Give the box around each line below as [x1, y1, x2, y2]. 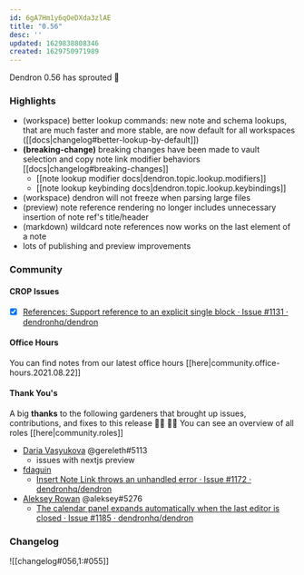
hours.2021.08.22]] [9, 367, 82, 378]
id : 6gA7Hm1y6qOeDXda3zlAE [9, 13, 112, 23]
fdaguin [22, 464, 52, 475]
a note [22, 231, 47, 242]
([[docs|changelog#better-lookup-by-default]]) [22, 134, 200, 145]
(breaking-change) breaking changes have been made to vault [22, 144, 260, 155]
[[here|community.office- [185, 357, 280, 368]
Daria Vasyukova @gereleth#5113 [22, 445, 148, 456]
